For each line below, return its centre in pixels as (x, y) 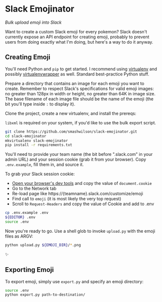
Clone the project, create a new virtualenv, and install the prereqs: (71, 113)
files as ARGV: (19, 236)
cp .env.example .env (27, 213)
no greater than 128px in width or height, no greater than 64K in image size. (80, 93)
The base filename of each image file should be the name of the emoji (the (79, 99)
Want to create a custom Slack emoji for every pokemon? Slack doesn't (76, 31)
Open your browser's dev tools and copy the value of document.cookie (82, 183)
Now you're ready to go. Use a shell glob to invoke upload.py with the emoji (80, 231)
